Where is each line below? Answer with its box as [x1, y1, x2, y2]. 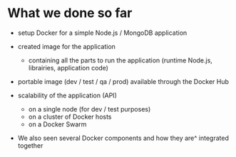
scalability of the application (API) [17, 91, 118, 99]
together [17, 141, 43, 150]
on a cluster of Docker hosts [28, 112, 112, 121]
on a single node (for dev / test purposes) [28, 104, 151, 113]
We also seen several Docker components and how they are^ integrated [17, 134, 230, 142]
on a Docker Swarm [28, 119, 87, 129]
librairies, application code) [28, 63, 109, 72]
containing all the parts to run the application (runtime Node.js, [28, 55, 212, 65]
